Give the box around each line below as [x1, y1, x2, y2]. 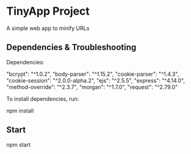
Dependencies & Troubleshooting [6, 42, 137, 53]
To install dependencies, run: [6, 95, 79, 102]
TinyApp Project [6, 4, 90, 18]
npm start [6, 141, 31, 148]
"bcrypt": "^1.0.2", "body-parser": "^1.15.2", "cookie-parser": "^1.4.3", [6, 70, 179, 78]
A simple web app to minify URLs [6, 24, 90, 32]
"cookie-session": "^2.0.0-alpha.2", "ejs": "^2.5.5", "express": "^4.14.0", [6, 76, 185, 84]
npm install [6, 107, 34, 114]
